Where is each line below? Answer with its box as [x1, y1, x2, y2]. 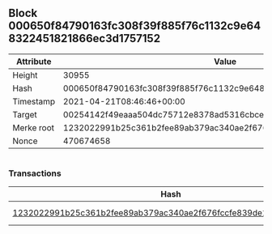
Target [12, 108, 38, 120]
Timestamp [12, 96, 56, 107]
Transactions [8, 168, 62, 179]
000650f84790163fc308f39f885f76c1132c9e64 [8, 19, 261, 33]
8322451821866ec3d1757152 [8, 32, 160, 45]
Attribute [15, 56, 52, 67]
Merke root [12, 121, 55, 133]
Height [12, 69, 38, 80]
